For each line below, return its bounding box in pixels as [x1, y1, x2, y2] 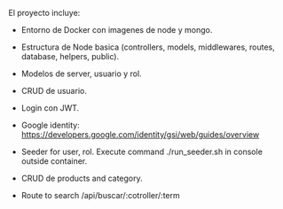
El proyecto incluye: [8, 8, 81, 18]
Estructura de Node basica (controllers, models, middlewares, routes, [20, 42, 276, 52]
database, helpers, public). [20, 51, 120, 61]
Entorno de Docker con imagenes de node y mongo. [20, 25, 213, 35]
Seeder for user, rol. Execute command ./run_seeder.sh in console [20, 146, 263, 157]
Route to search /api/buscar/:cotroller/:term [20, 190, 181, 200]
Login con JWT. [20, 103, 80, 113]
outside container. [20, 156, 88, 166]
